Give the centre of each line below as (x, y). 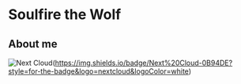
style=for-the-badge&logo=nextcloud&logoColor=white (99, 71)
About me (33, 44)
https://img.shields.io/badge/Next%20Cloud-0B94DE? (144, 63)
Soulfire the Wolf (65, 15)
